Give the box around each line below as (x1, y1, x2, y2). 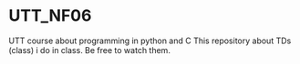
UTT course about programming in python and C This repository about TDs (8, 35, 292, 46)
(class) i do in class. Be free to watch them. (8, 44, 171, 55)
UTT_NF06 (8, 5, 92, 26)
